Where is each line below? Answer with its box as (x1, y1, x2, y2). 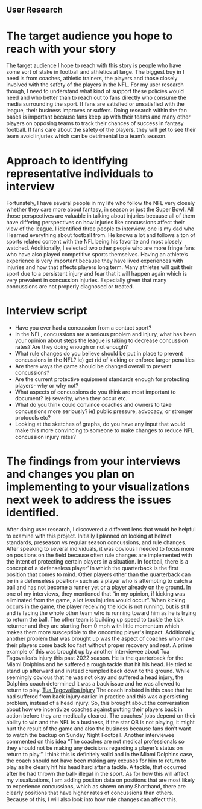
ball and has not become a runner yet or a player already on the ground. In (6, 583, 191, 591)
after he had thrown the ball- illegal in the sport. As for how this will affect (6, 770, 189, 778)
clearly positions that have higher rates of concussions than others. (6, 789, 174, 797)
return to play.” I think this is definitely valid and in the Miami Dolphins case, (6, 751, 194, 758)
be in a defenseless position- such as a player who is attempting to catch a (6, 577, 192, 585)
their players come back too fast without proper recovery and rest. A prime (6, 642, 192, 649)
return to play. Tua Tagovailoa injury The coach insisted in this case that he (6, 686, 192, 694)
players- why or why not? (14, 382, 78, 389)
